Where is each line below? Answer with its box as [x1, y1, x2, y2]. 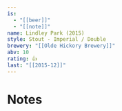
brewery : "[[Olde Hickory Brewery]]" [7, 42, 116, 49]
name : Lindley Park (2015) [7, 29, 85, 37]
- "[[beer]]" [13, 17, 51, 24]
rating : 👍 [7, 55, 38, 62]
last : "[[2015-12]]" [7, 62, 67, 69]
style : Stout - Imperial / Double [7, 36, 107, 43]
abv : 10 [7, 49, 30, 56]
